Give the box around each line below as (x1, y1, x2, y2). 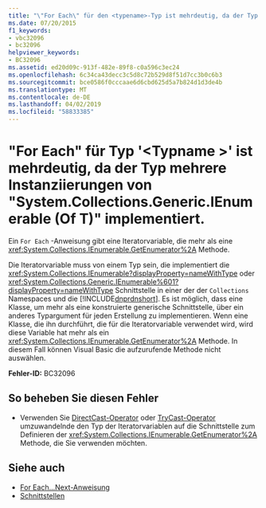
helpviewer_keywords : (8, 49, 80, 57)
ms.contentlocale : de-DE (8, 93, 91, 101)
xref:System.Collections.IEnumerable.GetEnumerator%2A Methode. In (8, 336, 238, 346)
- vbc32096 (8, 33, 45, 42)
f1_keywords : (8, 26, 52, 34)
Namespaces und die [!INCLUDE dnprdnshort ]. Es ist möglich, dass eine (8, 294, 243, 303)
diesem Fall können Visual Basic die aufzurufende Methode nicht (8, 344, 221, 354)
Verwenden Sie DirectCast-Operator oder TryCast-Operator (19, 412, 217, 422)
